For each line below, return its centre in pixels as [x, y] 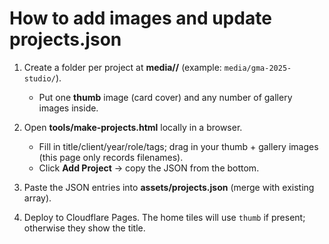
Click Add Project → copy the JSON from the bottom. [149, 168]
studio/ [39, 78]
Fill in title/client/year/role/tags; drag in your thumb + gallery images [178, 146]
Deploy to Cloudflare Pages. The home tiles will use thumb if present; [164, 217]
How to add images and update [140, 18]
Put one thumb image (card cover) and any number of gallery [165, 97]
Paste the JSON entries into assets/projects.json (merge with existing [169, 187]
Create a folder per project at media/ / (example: [122, 67]
